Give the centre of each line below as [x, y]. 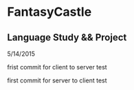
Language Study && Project [67, 37]
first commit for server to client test [57, 80]
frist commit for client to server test [57, 67]
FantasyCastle [49, 12]
